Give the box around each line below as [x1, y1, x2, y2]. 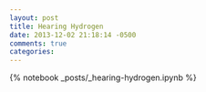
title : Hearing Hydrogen [9, 22, 104, 31]
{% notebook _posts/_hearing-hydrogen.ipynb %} [9, 72, 198, 83]
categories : [9, 47, 55, 56]
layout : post [9, 13, 59, 23]
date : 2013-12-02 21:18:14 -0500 [9, 30, 137, 39]
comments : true [9, 38, 67, 48]
